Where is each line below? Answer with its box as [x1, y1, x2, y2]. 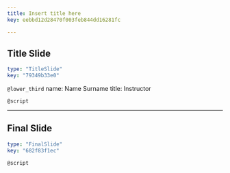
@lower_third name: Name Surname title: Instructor [7, 85, 152, 93]
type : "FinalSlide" [7, 141, 63, 148]
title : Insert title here [7, 10, 81, 17]
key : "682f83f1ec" [7, 147, 60, 154]
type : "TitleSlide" [7, 66, 63, 72]
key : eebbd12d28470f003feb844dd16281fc [7, 16, 121, 23]
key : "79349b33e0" [7, 72, 60, 79]
